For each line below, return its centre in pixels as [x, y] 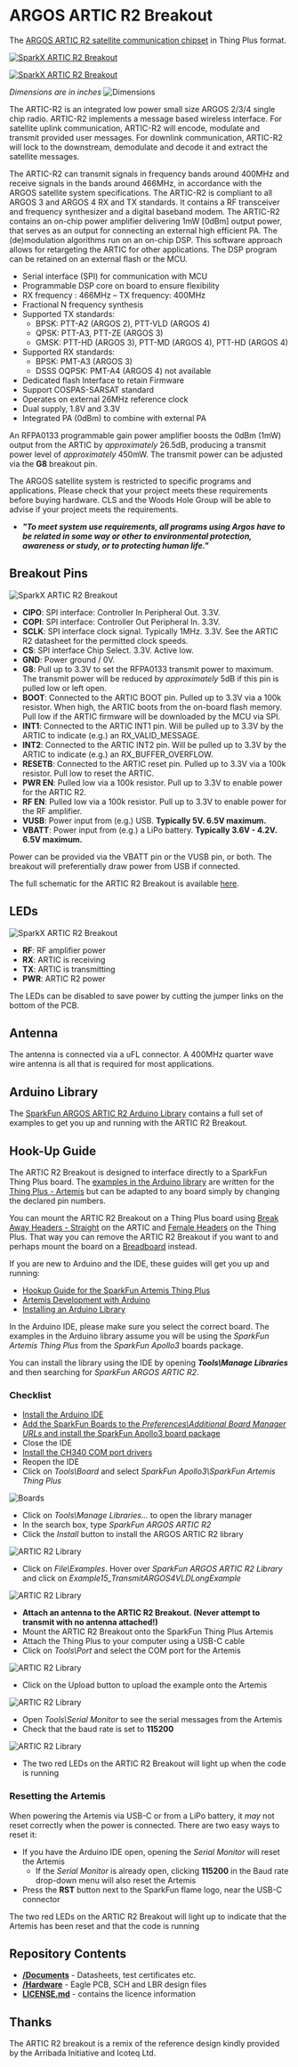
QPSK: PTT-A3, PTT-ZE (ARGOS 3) [99, 333]
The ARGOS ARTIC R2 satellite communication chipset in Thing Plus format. [148, 40]
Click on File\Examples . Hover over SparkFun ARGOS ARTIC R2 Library [152, 1569]
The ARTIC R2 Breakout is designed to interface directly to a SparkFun [138, 1172]
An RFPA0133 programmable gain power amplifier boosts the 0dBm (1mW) [145, 435]
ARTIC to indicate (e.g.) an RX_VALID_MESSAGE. [111, 735]
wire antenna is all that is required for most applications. [112, 1064]
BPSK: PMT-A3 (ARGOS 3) [84, 361]
